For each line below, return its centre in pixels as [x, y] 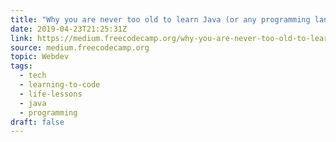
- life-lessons [51, 94]
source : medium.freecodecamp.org [80, 47]
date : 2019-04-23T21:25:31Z [69, 29]
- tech [33, 76]
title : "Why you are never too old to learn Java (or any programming [160, 19]
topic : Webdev [40, 57]
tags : [21, 66]
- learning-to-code [60, 85]
